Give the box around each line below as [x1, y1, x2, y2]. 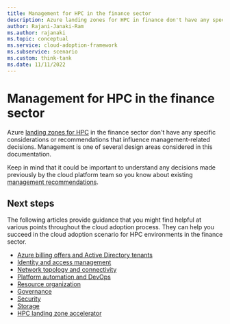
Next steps [7, 197, 55, 209]
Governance [16, 288, 53, 296]
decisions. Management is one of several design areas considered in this [7, 142, 213, 151]
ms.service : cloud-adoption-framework [7, 42, 118, 49]
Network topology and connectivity [16, 266, 117, 274]
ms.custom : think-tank [7, 55, 72, 62]
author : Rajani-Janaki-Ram [7, 23, 84, 30]
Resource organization [16, 280, 81, 288]
